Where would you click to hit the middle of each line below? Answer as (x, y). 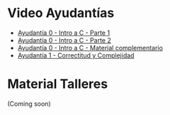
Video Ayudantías (61, 13)
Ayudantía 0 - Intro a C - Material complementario (90, 48)
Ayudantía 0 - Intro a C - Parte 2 (64, 40)
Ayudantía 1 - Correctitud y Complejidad (76, 55)
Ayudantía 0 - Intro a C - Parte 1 (64, 33)
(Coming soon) (29, 104)
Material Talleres (58, 84)
